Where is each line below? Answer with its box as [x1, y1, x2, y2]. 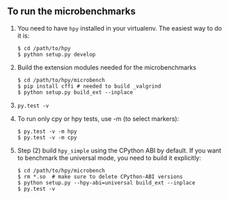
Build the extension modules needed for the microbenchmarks [17, 63, 197, 72]
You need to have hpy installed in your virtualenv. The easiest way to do [17, 24, 223, 32]
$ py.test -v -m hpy [17, 128, 77, 135]
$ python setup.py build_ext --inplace [17, 88, 134, 96]
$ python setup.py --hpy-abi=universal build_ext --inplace [17, 179, 196, 186]
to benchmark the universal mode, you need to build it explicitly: [17, 153, 202, 162]
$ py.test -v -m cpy [17, 134, 77, 141]
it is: [17, 31, 30, 40]
